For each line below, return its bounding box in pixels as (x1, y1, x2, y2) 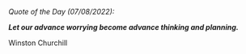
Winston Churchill (8, 38, 68, 48)
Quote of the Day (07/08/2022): (8, 7, 115, 16)
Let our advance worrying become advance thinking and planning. (8, 23, 239, 31)
